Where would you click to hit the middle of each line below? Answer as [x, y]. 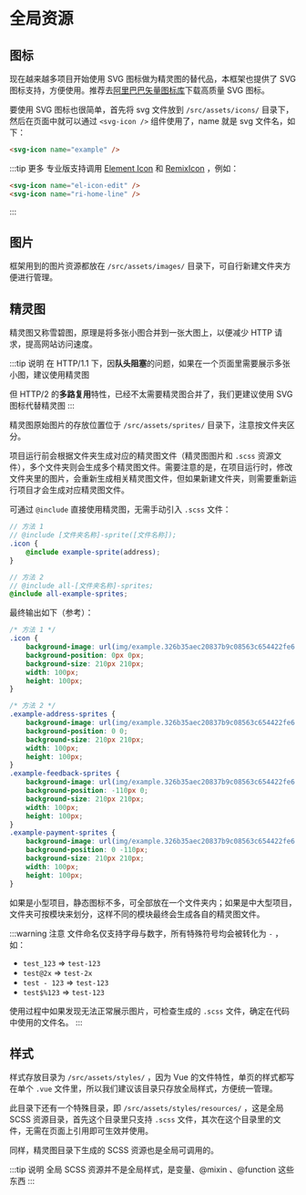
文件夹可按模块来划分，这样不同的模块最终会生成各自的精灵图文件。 [137, 914]
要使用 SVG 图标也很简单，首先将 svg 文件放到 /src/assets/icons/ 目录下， [152, 109]
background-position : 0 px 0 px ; [85, 655]
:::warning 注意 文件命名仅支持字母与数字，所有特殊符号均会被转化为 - [141, 933]
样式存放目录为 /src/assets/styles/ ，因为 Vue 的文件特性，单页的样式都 [148, 1077]
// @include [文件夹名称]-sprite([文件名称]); [93, 535]
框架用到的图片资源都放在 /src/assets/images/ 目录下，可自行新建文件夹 [146, 266]
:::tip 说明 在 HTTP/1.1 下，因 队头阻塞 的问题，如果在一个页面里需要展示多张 [150, 364]
